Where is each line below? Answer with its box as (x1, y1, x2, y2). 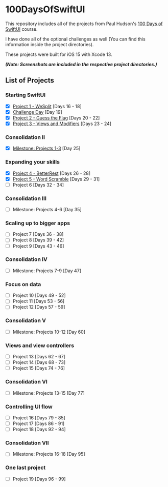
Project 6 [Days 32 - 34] (12, 181, 64, 188)
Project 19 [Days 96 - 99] (12, 476, 66, 482)
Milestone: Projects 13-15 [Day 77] (12, 390, 85, 396)
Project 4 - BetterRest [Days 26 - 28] (12, 170, 91, 176)
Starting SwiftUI (5, 91, 46, 98)
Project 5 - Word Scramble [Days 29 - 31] (12, 176, 100, 182)
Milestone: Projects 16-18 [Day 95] (12, 451, 85, 457)
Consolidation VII (5, 439, 50, 447)
